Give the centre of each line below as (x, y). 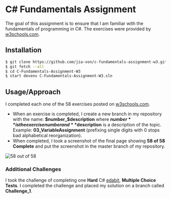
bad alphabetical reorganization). (47, 136)
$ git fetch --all (25, 67)
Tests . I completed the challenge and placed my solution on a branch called (85, 186)
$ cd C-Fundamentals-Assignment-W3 (43, 71)
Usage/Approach (33, 92)
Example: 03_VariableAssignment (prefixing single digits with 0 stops (86, 130)
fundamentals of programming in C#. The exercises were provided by (78, 28)
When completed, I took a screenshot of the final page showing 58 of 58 (89, 141)
